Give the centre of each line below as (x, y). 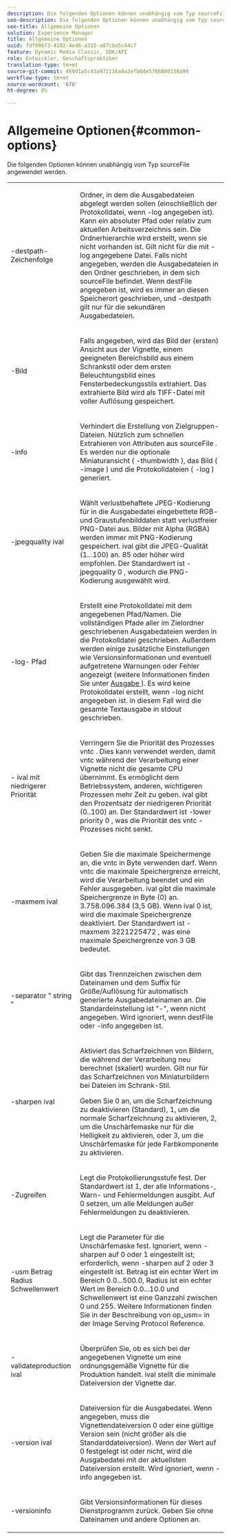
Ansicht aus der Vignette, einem (132, 349)
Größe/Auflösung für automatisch (134, 991)
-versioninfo (31, 1511)
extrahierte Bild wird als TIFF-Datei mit (142, 393)
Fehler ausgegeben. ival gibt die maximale (148, 889)
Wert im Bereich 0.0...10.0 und (130, 1289)
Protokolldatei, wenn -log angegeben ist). (147, 213)
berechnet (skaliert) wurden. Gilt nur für (144, 1069)
